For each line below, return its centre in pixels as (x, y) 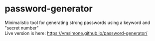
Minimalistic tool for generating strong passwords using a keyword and (77, 22)
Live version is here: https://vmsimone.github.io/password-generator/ (76, 33)
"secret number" (22, 27)
